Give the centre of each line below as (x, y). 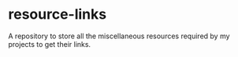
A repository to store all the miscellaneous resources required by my (119, 36)
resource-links (58, 14)
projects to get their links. (50, 44)
